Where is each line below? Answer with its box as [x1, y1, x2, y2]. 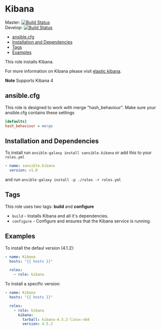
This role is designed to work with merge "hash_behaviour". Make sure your [5, 104, 156, 110]
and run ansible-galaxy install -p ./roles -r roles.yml [5, 177, 121, 183]
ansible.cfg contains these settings [5, 110, 75, 115]
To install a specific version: [5, 281, 60, 287]
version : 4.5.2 [22, 321, 53, 327]
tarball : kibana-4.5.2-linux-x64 [22, 317, 90, 322]
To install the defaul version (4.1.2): [5, 245, 74, 251]
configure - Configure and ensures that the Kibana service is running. [12, 218, 151, 224]
